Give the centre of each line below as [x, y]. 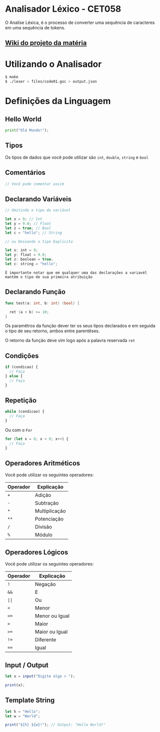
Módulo [44, 535]
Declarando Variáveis [38, 199]
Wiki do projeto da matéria [46, 43]
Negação [45, 584]
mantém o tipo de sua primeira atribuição [49, 277]
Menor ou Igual [52, 616]
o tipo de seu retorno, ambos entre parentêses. [52, 331]
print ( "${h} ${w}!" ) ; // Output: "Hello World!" [55, 725]
